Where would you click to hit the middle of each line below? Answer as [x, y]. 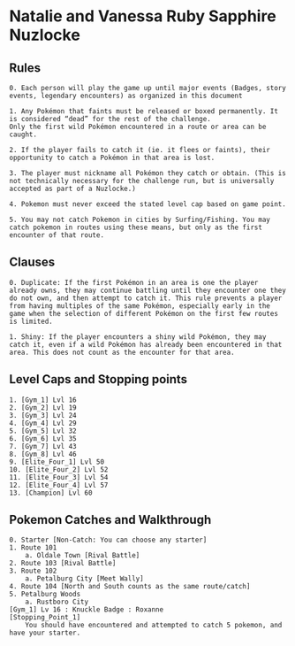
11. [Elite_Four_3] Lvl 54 [59, 477]
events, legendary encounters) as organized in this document [126, 96]
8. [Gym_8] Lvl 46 [43, 454]
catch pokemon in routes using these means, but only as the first [136, 227]
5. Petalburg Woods [45, 595]
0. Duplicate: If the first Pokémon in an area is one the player [134, 282]
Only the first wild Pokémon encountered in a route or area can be [138, 127]
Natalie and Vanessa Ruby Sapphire [143, 16]
